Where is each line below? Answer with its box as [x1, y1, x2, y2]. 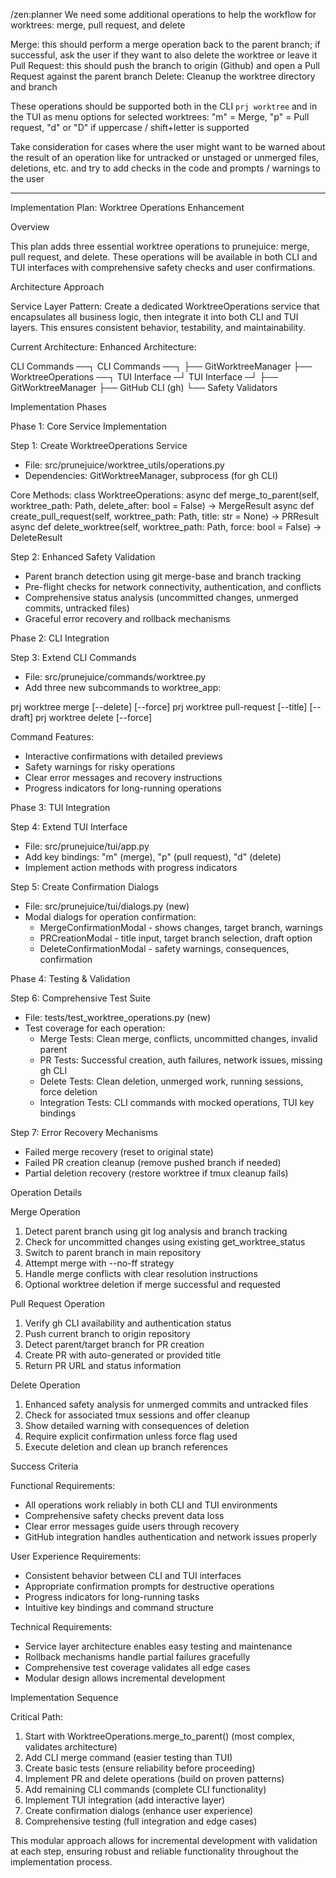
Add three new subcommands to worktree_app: [24, 682, 222, 693]
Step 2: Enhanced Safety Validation [10, 551, 156, 563]
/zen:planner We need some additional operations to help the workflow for [10, 9, 317, 20]
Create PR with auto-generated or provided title [24, 1349, 222, 1361]
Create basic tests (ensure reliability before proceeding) [24, 1762, 256, 1774]
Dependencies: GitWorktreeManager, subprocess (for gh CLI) [24, 470, 279, 481]
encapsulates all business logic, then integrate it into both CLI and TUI [10, 311, 299, 323]
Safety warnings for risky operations [24, 761, 176, 773]
